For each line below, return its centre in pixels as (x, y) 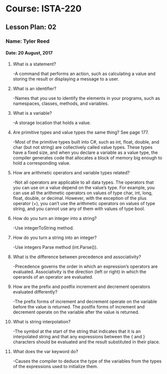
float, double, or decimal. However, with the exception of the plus (80, 198)
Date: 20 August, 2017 (29, 53)
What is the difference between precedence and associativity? (77, 257)
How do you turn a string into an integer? (55, 237)
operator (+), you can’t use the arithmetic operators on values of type (84, 203)
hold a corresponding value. (42, 163)
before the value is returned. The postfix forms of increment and (79, 306)
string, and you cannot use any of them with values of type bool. (79, 209)
